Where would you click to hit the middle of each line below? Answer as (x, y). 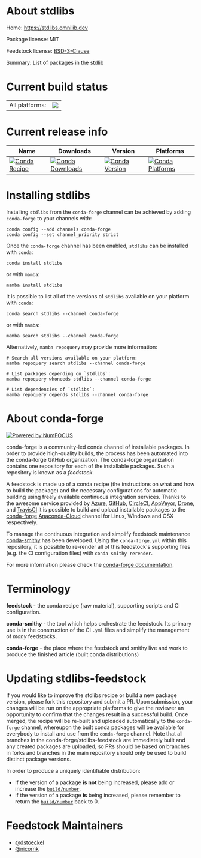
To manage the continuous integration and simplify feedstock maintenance (98, 534)
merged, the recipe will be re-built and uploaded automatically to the (91, 721)
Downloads (74, 151)
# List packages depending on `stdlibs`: (59, 373)
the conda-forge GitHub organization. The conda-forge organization (90, 459)
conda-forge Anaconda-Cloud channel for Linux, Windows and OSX (90, 516)
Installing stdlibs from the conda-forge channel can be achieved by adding (99, 212)
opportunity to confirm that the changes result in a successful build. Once (97, 714)
